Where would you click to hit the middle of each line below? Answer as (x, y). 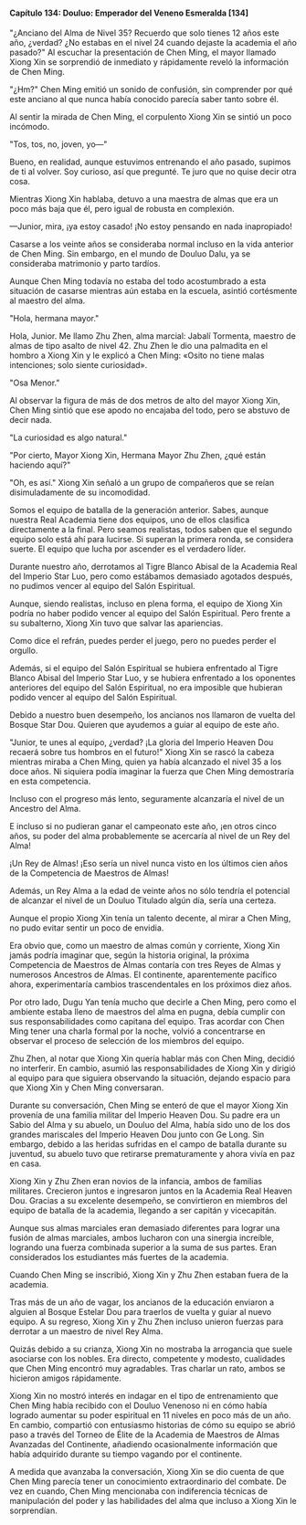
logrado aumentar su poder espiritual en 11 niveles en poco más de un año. (150, 1415)
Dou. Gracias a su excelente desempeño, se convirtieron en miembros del (148, 1201)
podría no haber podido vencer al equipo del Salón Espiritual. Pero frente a (150, 614)
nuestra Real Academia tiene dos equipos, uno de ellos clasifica (130, 520)
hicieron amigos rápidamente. (65, 1378)
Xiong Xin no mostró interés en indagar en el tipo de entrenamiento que (144, 1396)
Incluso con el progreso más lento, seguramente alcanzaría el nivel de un (147, 799)
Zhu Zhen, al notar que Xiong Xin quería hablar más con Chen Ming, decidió (152, 1058)
